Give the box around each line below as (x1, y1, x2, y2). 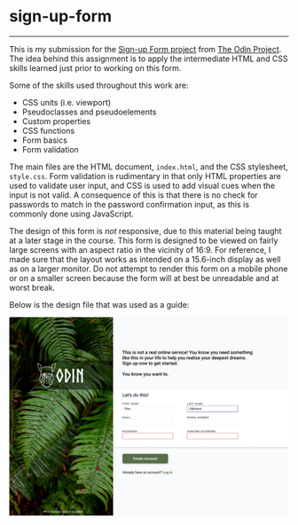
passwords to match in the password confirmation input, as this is (9, 199, 250, 209)
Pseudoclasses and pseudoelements (21, 106, 157, 117)
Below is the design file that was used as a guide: (9, 299, 190, 310)
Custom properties (21, 115, 91, 126)
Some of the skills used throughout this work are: (9, 80, 189, 90)
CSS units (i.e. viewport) (21, 97, 112, 107)
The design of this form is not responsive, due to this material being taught (9, 225, 282, 236)
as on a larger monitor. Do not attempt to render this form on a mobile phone (9, 263, 288, 274)
